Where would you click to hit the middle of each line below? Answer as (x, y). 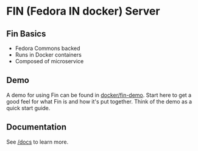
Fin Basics (26, 34)
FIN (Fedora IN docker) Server (83, 11)
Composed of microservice (49, 61)
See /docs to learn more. (37, 142)
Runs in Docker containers (48, 55)
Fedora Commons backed (48, 48)
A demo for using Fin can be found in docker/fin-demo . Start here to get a (99, 95)
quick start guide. (28, 108)
